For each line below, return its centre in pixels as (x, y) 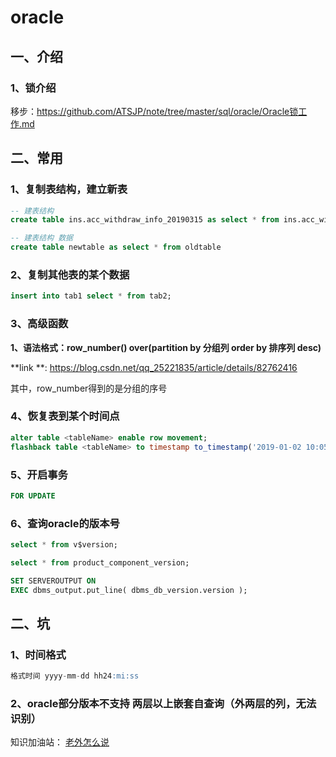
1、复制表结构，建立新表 (69, 189)
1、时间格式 (38, 654)
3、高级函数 (39, 324)
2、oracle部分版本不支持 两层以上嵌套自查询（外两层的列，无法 (163, 704)
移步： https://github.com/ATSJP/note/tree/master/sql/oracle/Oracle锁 (154, 111)
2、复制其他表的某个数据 (70, 274)
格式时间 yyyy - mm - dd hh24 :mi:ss (75, 676)
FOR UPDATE (33, 496)
